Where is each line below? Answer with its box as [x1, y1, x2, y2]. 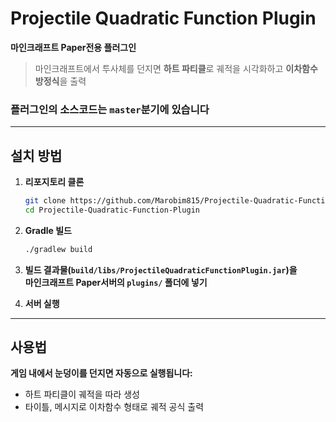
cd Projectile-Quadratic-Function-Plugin [24, 205, 200, 215]
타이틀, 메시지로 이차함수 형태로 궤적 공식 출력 [24, 401, 205, 413]
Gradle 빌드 [24, 224, 72, 236]
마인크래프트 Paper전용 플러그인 [10, 41, 137, 53]
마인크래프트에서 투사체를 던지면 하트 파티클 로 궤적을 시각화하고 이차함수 [34, 62, 318, 74]
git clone [24, 196, 67, 206]
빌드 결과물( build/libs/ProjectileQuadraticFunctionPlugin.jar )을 [24, 263, 298, 276]
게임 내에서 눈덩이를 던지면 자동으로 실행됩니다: [10, 367, 193, 379]
